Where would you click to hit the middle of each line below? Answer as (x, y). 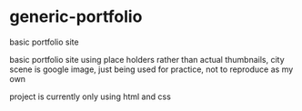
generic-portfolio (76, 17)
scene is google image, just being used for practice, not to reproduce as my (151, 69)
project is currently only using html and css (90, 96)
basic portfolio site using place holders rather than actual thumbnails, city (147, 59)
